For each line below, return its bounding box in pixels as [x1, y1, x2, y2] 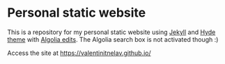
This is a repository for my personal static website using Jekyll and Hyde [7, 28, 216, 36]
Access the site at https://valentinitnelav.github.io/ [7, 49, 151, 57]
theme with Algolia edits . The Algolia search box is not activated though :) [7, 35, 219, 43]
